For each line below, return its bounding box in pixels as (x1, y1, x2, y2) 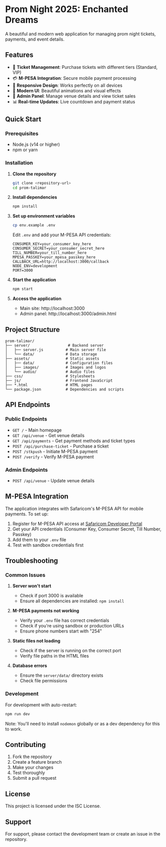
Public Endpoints (5, 415, 47, 422)
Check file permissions (19, 678, 67, 684)
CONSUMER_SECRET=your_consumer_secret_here (12, 246, 105, 251)
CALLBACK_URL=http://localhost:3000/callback (12, 259, 109, 264)
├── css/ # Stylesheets (5, 373, 95, 379)
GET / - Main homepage (12, 427, 62, 433)
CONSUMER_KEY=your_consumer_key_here (12, 242, 91, 247)
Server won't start (12, 583, 51, 589)
